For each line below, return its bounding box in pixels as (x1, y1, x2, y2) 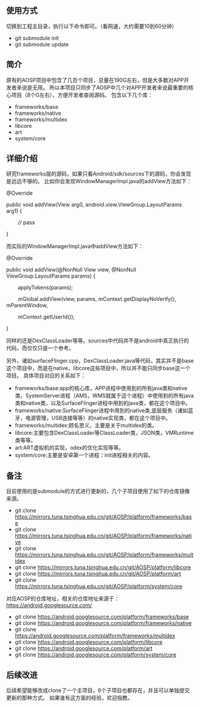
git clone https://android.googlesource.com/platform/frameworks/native (14, 620, 192, 627)
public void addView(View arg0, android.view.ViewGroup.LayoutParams (6, 201, 182, 208)
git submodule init (14, 34, 60, 42)
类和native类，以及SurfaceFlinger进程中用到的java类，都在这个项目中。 (14, 400, 191, 407)
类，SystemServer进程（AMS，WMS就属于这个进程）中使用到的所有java (14, 392, 194, 400)
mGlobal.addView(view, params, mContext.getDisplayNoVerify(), (17, 296, 177, 303)
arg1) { (6, 208, 23, 215)
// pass (17, 219, 35, 226)
